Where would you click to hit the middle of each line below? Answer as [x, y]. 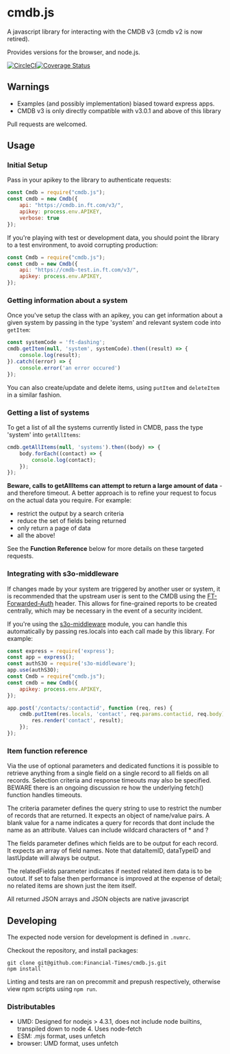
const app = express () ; [41, 657]
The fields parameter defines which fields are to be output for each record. [113, 844]
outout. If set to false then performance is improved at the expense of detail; [115, 879]
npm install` [26, 969]
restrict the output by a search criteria [71, 514]
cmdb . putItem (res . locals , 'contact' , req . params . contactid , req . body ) [122, 714]
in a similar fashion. [34, 395]
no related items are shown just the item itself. [72, 886]
